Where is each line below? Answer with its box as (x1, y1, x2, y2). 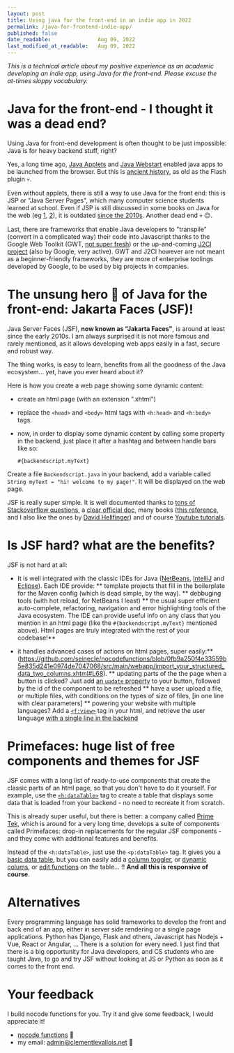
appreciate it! (7, 1017, 45, 1025)
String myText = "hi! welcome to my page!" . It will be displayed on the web (7, 477, 226, 485)
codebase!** (17, 633, 56, 642)
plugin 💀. (7, 175, 32, 183)
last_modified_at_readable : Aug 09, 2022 (7, 43, 136, 50)
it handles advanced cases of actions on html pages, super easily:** (17, 647, 214, 655)
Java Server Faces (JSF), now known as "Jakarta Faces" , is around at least (7, 324, 226, 332)
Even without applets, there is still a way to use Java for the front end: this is (7, 189, 226, 197)
